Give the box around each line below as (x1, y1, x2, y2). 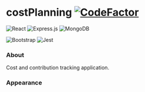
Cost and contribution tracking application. (6, 64, 110, 71)
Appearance (6, 79, 42, 87)
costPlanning (6, 6, 72, 19)
